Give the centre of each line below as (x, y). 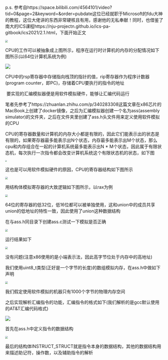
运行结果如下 (18, 239)
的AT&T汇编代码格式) (27, 309)
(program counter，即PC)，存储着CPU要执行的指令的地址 (65, 83)
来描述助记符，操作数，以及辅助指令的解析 (49, 353)
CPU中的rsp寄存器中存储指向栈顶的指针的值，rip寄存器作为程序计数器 (77, 77)
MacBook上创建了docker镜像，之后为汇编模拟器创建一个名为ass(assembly (82, 111)
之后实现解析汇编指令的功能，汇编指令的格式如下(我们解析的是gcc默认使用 (82, 302)
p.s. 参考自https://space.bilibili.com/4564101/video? (59, 7)
